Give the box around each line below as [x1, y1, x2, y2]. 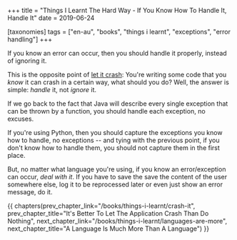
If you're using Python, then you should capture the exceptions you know [7, 129, 223, 136]
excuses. [7, 114, 34, 123]
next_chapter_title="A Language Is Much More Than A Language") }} [7, 224, 210, 233]
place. [7, 151, 26, 159]
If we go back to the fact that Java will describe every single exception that [7, 99, 228, 108]
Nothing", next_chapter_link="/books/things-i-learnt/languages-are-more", [7, 217, 227, 225]
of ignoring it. [7, 56, 47, 65]
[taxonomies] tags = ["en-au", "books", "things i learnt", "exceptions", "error [7, 28, 231, 36]
